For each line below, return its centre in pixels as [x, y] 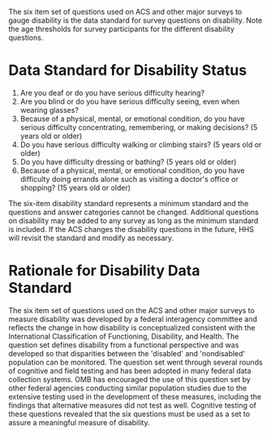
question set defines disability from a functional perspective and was [124, 345]
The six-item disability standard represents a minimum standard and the [129, 203]
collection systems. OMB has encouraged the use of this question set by [130, 379]
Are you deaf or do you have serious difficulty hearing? [112, 93]
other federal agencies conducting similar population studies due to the [128, 388]
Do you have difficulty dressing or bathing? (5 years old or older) [128, 162]
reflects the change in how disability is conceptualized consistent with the [132, 327]
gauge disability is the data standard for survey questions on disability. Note [135, 20]
